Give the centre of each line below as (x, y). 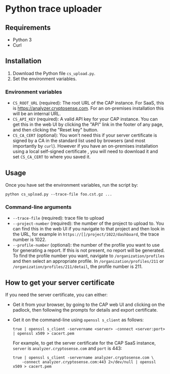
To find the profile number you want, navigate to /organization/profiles (89, 256)
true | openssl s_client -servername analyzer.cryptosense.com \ (83, 358)
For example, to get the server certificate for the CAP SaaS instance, (84, 343)
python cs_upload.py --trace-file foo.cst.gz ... (59, 194)
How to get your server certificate (60, 282)
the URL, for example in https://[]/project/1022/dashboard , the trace (86, 234)
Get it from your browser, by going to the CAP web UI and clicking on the (89, 304)
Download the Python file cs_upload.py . (54, 73)
